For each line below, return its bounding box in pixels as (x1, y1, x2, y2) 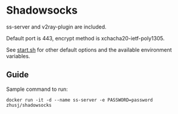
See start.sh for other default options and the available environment (6, 46, 172, 53)
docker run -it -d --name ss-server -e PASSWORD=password (6, 97, 153, 103)
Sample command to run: (6, 85, 68, 93)
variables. (6, 52, 30, 59)
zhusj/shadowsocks (6, 102, 52, 108)
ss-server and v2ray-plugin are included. (6, 23, 107, 30)
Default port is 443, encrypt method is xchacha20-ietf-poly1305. (6, 34, 165, 42)
